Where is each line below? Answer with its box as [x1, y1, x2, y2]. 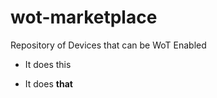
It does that [24, 77, 73, 90]
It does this [24, 58, 72, 70]
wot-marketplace [10, 6, 158, 29]
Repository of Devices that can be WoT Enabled [10, 39, 207, 51]
